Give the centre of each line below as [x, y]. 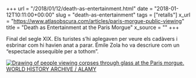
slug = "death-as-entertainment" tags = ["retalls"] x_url [123, 15]
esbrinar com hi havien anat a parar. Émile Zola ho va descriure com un [93, 45]
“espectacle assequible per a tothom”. [52, 51]
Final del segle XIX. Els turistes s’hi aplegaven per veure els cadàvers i [92, 39]
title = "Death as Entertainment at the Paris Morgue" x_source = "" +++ [93, 27]
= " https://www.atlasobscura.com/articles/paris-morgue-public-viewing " [95, 21]
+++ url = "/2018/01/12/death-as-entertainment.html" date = [80, 9]
